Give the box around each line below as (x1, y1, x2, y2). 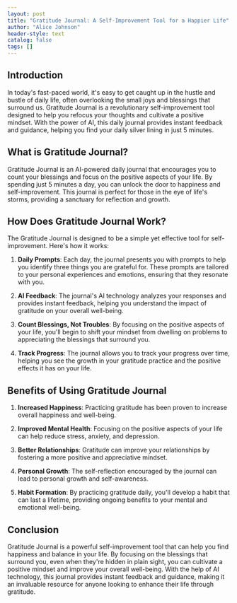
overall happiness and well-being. (17, 411, 117, 419)
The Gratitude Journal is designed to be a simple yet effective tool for (7, 234, 210, 242)
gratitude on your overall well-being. (17, 307, 124, 315)
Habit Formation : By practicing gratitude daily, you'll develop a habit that (17, 488, 230, 497)
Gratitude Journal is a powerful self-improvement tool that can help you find (7, 542, 229, 551)
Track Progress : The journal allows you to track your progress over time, (17, 349, 230, 358)
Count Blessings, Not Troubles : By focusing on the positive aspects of (17, 320, 225, 329)
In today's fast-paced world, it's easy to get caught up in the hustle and (7, 88, 216, 96)
